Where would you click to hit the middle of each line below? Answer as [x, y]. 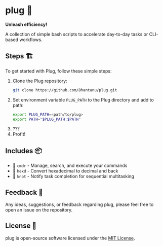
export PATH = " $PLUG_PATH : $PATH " [47, 119]
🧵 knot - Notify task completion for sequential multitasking [73, 177]
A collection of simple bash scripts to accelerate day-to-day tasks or [77, 34]
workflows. [31, 40]
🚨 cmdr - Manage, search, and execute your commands [70, 166]
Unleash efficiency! [26, 24]
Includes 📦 [24, 151]
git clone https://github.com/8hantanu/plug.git [65, 90]
